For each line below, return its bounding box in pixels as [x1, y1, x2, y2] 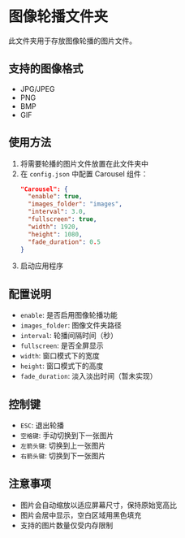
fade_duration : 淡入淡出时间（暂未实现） [19, 371, 157, 381]
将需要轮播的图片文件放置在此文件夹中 [19, 158, 148, 168]
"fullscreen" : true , [28, 215, 97, 223]
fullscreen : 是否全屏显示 [19, 341, 104, 350]
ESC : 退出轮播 [19, 420, 65, 431]
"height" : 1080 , [28, 230, 83, 238]
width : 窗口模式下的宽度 [19, 351, 100, 361]
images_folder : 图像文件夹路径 [19, 320, 122, 330]
